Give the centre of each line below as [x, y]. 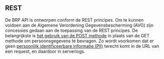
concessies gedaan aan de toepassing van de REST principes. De [72, 30]
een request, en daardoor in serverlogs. [45, 51]
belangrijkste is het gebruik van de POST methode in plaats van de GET [77, 35]
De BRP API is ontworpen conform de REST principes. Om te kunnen [74, 20]
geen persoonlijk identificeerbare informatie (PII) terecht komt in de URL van [82, 46]
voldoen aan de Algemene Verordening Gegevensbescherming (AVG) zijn [79, 25]
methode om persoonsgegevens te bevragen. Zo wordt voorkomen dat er [80, 41]
